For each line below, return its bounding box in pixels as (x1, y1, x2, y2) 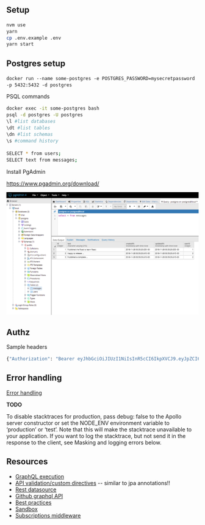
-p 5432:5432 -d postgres (6, 82, 72, 88)
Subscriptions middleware (15, 512, 81, 519)
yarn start (6, 41, 34, 48)
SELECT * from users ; (6, 151, 62, 157)
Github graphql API (15, 492, 63, 499)
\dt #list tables (6, 125, 51, 131)
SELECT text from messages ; (6, 157, 78, 163)
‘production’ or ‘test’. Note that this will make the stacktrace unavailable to (6, 425, 192, 433)
